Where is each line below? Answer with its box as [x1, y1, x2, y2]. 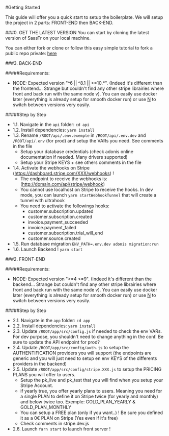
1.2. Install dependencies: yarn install [12, 127, 95, 133]
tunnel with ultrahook [20, 198, 65, 203]
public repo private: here [5, 51, 57, 56]
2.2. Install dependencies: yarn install [12, 323, 96, 329]
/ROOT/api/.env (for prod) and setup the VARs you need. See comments [12, 138, 164, 143]
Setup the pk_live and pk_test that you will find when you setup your [20, 377, 163, 383]
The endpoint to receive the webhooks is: [20, 176, 108, 182]
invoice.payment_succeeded [27, 219, 88, 225]
